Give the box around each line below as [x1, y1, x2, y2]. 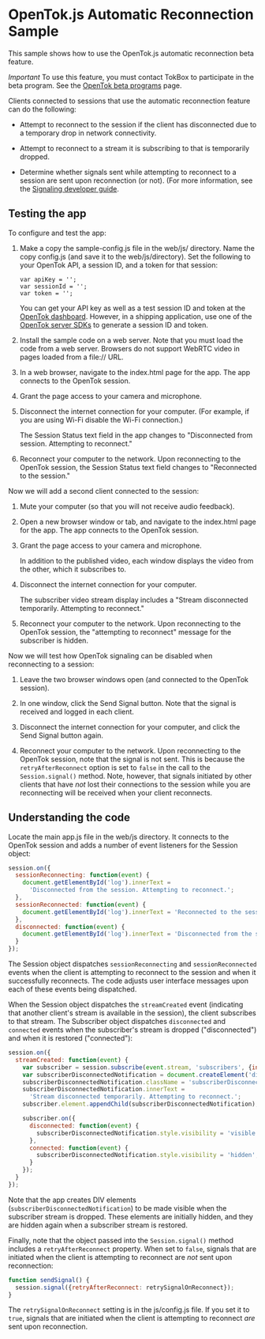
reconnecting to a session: [8, 659, 95, 669]
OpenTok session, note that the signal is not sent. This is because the [19, 754, 245, 764]
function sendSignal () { [8, 1276, 90, 1284]
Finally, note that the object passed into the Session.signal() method [8, 1235, 234, 1245]
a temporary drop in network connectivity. [19, 128, 157, 138]
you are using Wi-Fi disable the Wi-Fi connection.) [19, 415, 184, 424]
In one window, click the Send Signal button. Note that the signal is [19, 698, 237, 707]
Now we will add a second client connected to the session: [8, 486, 200, 495]
